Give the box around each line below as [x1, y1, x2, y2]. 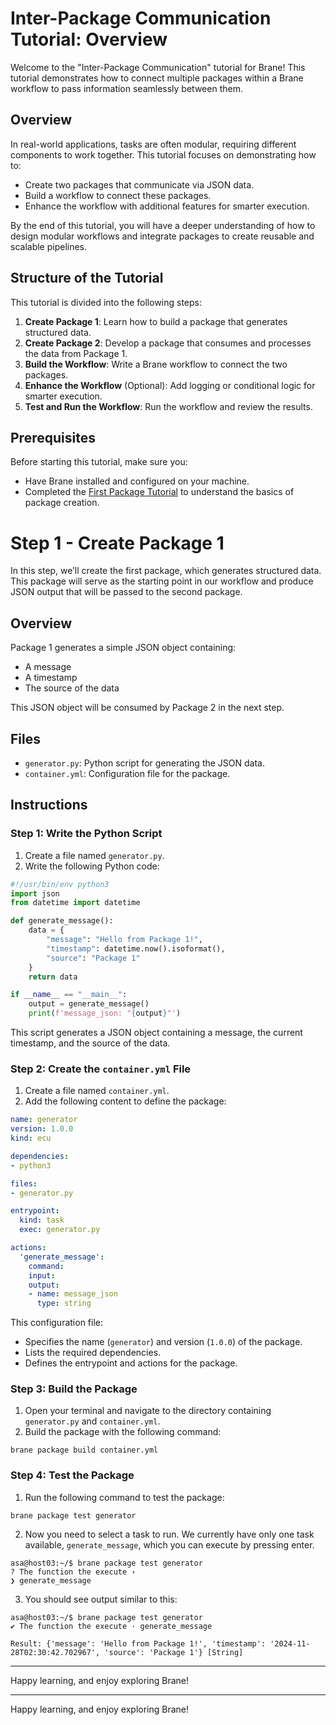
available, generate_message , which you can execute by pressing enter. [24, 1538, 315, 1551]
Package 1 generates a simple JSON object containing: [10, 642, 237, 654]
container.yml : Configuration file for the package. [24, 767, 231, 779]
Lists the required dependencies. [24, 1347, 162, 1359]
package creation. [24, 497, 100, 509]
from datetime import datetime [10, 898, 141, 908]
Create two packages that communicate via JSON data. [24, 178, 255, 191]
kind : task [19, 1215, 65, 1226]
